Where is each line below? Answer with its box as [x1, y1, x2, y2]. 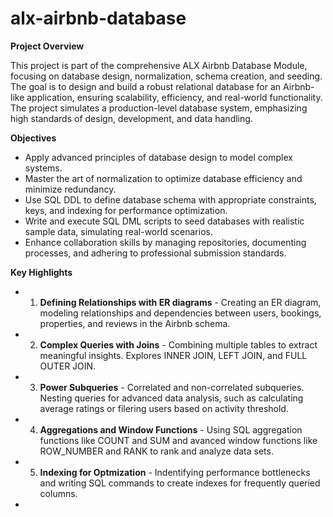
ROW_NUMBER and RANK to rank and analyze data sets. [39, 445, 274, 457]
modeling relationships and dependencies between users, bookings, [39, 307, 322, 319]
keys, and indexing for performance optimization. [24, 204, 228, 216]
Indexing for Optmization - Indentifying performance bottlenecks [39, 466, 311, 478]
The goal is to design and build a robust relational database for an [10, 80, 282, 92]
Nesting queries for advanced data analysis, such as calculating [39, 392, 304, 404]
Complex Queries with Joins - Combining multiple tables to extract [39, 338, 318, 351]
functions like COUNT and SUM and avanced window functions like [39, 434, 318, 446]
